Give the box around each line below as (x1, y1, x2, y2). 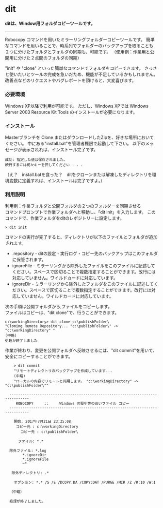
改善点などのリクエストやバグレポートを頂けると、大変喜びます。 (5, 78, 137, 83)
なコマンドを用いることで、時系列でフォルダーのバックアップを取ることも (5, 43, 154, 49)
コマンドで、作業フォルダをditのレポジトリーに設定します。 (5, 215, 125, 221)
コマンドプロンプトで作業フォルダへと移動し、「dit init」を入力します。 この (5, 209, 156, 215)
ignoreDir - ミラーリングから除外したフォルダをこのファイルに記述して (12, 281, 154, 287)
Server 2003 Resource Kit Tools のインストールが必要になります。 (5, 109, 137, 115)
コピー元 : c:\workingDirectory (16, 424, 79, 430)
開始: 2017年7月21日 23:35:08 (14, 419, 71, 424)
